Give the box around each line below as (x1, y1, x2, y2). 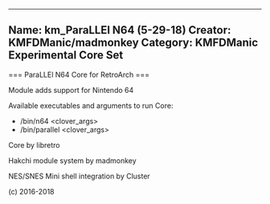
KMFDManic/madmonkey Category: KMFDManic (8, 36, 259, 50)
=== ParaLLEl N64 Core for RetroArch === (8, 70, 150, 79)
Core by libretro (8, 140, 60, 150)
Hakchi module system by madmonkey (8, 155, 137, 165)
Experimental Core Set (8, 49, 124, 62)
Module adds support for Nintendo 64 (8, 85, 134, 94)
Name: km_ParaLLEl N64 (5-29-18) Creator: (8, 23, 231, 37)
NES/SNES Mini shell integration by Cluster (8, 171, 150, 181)
